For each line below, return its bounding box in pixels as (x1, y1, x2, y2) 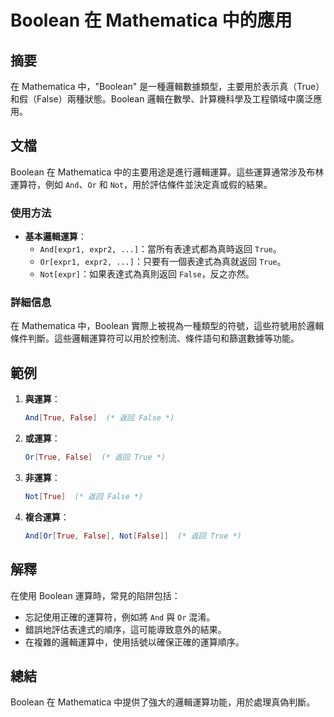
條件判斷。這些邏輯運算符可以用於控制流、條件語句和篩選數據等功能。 (10, 332, 300, 345)
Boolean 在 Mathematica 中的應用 (10, 9, 293, 32)
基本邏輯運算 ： (24, 231, 87, 243)
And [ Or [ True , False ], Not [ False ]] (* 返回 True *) (24, 531, 242, 541)
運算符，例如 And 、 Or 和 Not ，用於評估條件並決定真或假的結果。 (10, 178, 273, 190)
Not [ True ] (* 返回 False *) (24, 491, 144, 501)
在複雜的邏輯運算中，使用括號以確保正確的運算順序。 (24, 636, 245, 648)
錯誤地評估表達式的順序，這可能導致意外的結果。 (24, 623, 227, 635)
